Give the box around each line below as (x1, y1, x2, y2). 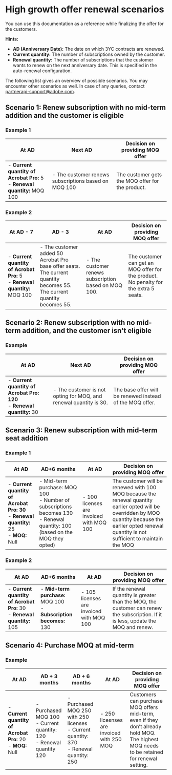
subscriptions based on (52, 177, 109, 184)
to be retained (130, 749, 164, 756)
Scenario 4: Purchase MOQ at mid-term (5, 641, 134, 650)
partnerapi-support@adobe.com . (5, 88, 75, 94)
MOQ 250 (67, 707, 92, 714)
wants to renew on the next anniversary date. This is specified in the (12, 62, 157, 68)
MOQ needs (130, 742, 159, 749)
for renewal (130, 755, 157, 762)
